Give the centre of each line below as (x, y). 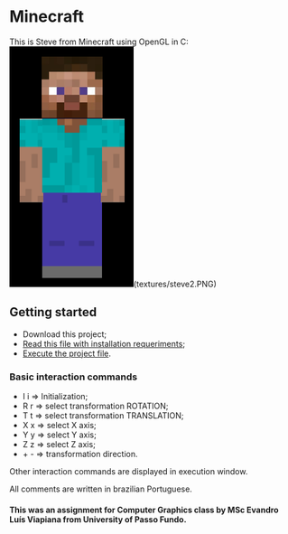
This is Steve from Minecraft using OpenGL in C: (99, 42)
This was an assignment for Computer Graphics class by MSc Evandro (144, 510)
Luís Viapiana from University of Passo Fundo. (98, 519)
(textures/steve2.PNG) (175, 284)
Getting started (53, 312)
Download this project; (64, 334)
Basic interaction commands (74, 377)
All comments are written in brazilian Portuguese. (101, 489)
